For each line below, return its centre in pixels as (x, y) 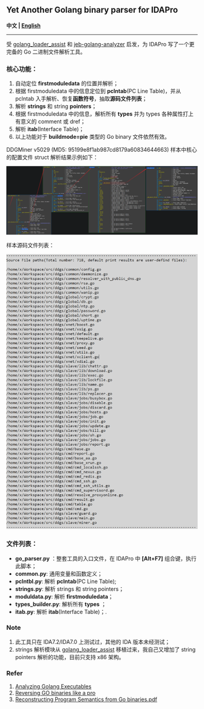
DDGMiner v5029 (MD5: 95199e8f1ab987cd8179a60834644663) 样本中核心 (102, 150)
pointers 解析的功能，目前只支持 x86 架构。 (70, 657)
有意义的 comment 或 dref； (50, 122)
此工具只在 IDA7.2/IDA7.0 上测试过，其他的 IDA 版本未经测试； (93, 641)
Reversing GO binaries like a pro (55, 693)
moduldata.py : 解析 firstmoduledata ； (64, 596)
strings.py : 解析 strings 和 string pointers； (70, 589)
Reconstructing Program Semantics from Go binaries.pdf (86, 699)
